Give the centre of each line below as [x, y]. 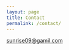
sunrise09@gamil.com [34, 41]
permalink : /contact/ [34, 23]
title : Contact [26, 18]
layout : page [23, 12]
